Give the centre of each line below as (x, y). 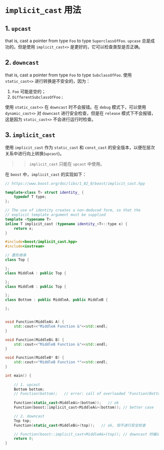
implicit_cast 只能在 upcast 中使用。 (67, 164)
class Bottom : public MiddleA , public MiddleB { (57, 300)
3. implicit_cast (30, 135)
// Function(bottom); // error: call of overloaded (70, 394)
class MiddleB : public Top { (36, 287)
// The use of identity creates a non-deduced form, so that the (73, 210)
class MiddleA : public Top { (36, 273)
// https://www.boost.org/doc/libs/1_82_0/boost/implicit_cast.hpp (75, 183)
